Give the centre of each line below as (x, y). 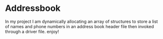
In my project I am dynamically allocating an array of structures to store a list (81, 21)
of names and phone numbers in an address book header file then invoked (80, 26)
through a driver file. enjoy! (32, 31)
